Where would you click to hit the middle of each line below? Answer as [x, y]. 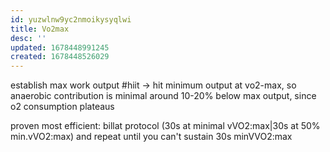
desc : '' [28, 38]
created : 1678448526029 [60, 57]
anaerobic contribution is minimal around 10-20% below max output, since [163, 96]
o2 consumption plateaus [62, 107]
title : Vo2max [40, 29]
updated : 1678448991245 [60, 47]
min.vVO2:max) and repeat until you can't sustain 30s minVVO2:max [151, 137]
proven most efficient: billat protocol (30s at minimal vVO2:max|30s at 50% [165, 126]
